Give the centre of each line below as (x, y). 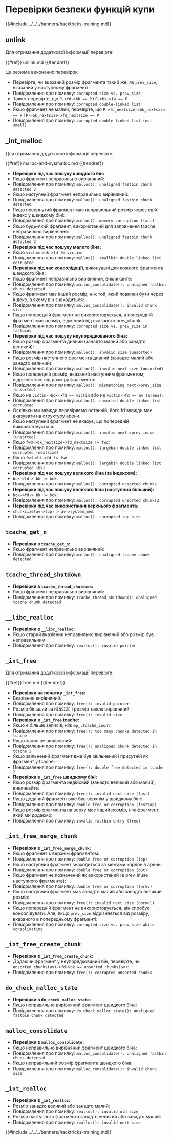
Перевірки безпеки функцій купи (80, 10)
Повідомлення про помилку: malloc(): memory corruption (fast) (83, 220)
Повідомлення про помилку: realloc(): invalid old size (76, 1111)
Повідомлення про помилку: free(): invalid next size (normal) (83, 902)
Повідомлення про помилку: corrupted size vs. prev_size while (83, 924)
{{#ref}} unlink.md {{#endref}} (37, 62)
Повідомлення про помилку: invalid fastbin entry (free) (77, 820)
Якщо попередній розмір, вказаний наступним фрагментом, (79, 374)
